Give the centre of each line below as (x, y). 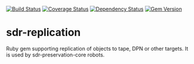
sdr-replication (44, 33)
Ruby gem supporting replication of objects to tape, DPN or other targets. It (97, 48)
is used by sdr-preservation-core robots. (55, 55)
